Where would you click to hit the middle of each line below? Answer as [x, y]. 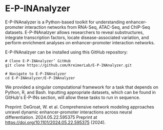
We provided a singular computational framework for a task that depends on [82, 87]
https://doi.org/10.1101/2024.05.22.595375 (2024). [55, 122]
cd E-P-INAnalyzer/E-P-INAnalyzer [40, 78]
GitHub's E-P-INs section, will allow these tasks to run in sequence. [73, 97]
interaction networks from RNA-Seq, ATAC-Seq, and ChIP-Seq [87, 27]
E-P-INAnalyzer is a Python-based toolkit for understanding [65, 22]
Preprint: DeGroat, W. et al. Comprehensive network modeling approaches [80, 107]
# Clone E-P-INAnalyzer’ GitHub [38, 61]
